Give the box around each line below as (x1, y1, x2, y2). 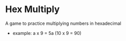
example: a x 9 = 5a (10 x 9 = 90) (12, 30, 82, 36)
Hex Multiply (5, 4, 60, 15)
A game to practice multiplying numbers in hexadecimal (5, 20, 121, 26)
